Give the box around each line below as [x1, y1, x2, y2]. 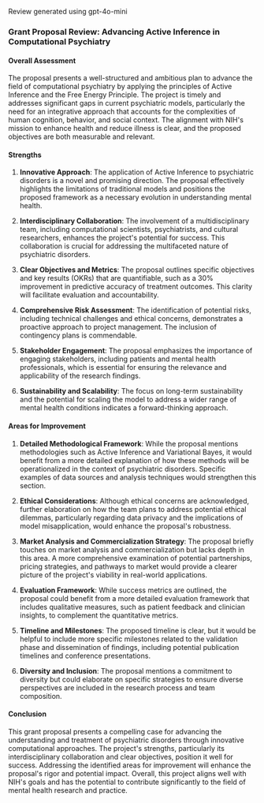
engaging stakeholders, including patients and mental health [19, 354, 217, 364]
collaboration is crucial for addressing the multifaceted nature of [19, 241, 229, 251]
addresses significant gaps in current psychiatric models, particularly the [8, 99, 246, 108]
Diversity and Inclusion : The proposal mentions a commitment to [19, 666, 232, 675]
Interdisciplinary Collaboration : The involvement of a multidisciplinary [19, 216, 250, 226]
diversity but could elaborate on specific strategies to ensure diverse [19, 674, 244, 684]
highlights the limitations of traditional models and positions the [19, 185, 226, 194]
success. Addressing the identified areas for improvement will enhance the [8, 760, 251, 770]
